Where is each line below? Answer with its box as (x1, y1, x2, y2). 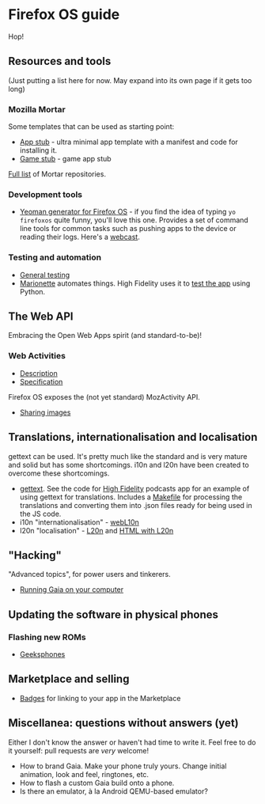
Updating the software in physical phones (8, 608, 219, 621)
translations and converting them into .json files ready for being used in (19, 500, 252, 510)
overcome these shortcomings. (8, 468, 110, 478)
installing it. (19, 146, 58, 155)
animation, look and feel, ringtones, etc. (19, 769, 149, 779)
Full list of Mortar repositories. (8, 169, 107, 179)
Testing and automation (8, 252, 101, 263)
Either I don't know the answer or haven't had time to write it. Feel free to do (8, 738, 256, 747)
